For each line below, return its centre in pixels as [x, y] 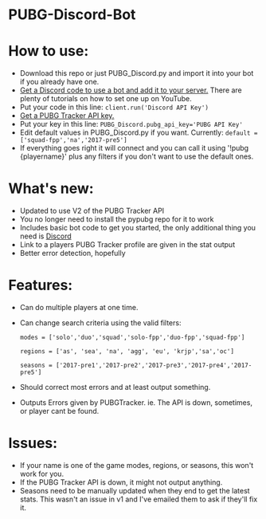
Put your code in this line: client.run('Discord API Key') [114, 107]
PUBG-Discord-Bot [72, 15]
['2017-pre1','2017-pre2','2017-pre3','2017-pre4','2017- [154, 365]
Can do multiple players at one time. [79, 307]
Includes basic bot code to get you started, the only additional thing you [138, 228]
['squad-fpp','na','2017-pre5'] [73, 140]
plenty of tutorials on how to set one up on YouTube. [106, 99]
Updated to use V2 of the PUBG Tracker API [92, 211]
